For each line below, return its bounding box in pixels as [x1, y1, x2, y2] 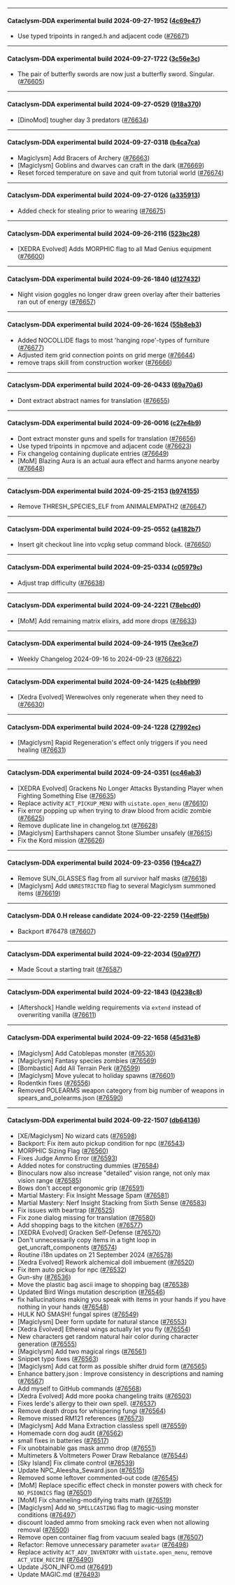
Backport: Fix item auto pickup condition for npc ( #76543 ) [17, 1139, 185, 1147]
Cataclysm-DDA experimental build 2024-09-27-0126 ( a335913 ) [7, 191, 201, 199]
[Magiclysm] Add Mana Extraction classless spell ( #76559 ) [17, 1421, 187, 1430]
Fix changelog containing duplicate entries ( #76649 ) [17, 449, 169, 458]
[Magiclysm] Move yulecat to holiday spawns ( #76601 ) [17, 1071, 176, 1079]
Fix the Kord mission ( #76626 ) [17, 836, 105, 844]
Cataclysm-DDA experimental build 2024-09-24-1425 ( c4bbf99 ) [7, 677, 201, 685]
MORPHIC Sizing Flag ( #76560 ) [17, 1146, 109, 1155]
